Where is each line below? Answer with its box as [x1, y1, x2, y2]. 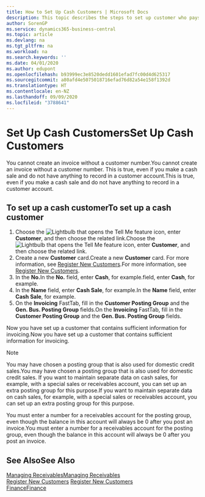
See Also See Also [6, 455, 75, 465]
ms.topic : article [6, 32, 53, 38]
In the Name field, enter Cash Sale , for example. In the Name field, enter [15, 287, 196, 294]
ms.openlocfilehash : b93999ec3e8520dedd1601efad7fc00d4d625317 [6, 71, 171, 77]
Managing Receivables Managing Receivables [6, 471, 121, 479]
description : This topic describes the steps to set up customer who [6, 15, 187, 21]
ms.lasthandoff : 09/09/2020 [6, 94, 78, 100]
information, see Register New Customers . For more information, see [15, 260, 187, 268]
